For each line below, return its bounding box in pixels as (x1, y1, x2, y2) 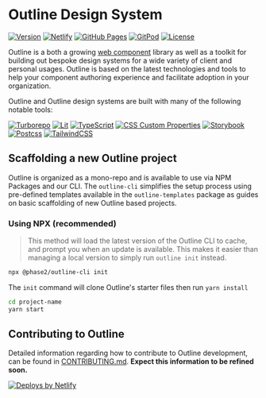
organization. (8, 81, 52, 91)
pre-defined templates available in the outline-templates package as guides (8, 189, 259, 199)
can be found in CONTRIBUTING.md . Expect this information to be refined (8, 357, 254, 366)
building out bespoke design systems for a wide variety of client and (8, 56, 233, 65)
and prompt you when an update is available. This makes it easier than (27, 245, 259, 254)
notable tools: (8, 105, 53, 114)
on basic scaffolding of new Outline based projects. (8, 198, 177, 207)
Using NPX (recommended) (8, 218, 117, 229)
